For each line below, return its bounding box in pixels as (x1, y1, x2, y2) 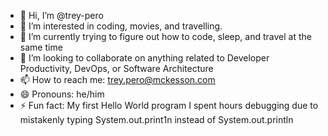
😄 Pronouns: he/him (19, 88, 105, 100)
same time (19, 41, 63, 53)
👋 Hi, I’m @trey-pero (19, 10, 104, 21)
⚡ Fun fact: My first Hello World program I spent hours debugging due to (19, 100, 319, 111)
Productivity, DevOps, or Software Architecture (19, 63, 214, 74)
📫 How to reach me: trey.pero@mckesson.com (19, 74, 216, 85)
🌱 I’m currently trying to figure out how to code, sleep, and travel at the (19, 31, 312, 42)
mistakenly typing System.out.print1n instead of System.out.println (19, 114, 294, 125)
